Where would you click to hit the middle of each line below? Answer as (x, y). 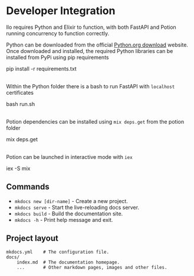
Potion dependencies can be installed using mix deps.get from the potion (95, 121)
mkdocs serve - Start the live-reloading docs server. (77, 207)
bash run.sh (21, 104)
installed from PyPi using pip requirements (57, 57)
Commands (28, 187)
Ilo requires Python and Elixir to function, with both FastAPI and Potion (91, 27)
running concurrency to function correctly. (58, 33)
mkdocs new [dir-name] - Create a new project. (71, 201)
